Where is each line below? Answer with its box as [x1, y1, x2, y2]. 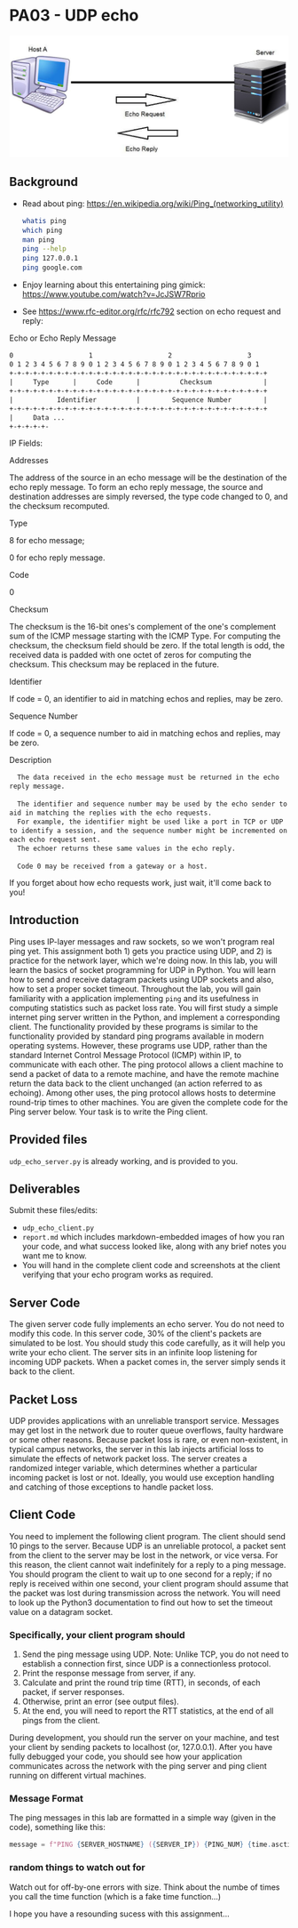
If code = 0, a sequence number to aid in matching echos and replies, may [9, 728, 281, 739]
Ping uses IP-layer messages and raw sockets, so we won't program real [9, 936, 275, 947]
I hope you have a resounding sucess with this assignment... [9, 1908, 230, 1919]
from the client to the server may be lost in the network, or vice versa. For [9, 1549, 278, 1561]
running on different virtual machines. [9, 1771, 146, 1781]
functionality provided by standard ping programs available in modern [9, 1031, 264, 1041]
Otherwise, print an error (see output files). [21, 1696, 179, 1707]
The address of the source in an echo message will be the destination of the [9, 472, 287, 483]
